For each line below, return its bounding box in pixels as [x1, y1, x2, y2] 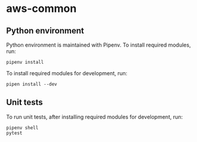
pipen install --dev [6, 81, 58, 87]
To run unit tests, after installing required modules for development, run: [6, 113, 183, 121]
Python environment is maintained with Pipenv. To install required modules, [6, 41, 191, 48]
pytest [6, 130, 23, 136]
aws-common [6, 2, 77, 16]
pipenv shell [6, 125, 39, 131]
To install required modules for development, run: [6, 70, 128, 76]
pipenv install [6, 59, 44, 65]
